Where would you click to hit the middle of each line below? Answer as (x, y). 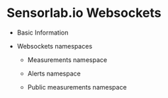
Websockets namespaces (55, 46)
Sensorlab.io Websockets (84, 13)
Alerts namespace (54, 73)
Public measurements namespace (77, 87)
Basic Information (43, 32)
